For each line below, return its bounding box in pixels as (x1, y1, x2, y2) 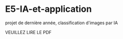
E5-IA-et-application (5, 3, 92, 15)
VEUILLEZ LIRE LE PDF (5, 29, 52, 35)
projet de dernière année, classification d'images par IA (5, 20, 118, 26)
